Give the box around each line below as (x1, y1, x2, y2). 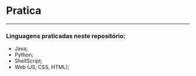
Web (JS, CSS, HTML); (14, 64, 70, 71)
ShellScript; (14, 57, 43, 64)
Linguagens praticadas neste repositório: (6, 32, 126, 40)
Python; (14, 51, 34, 59)
